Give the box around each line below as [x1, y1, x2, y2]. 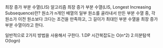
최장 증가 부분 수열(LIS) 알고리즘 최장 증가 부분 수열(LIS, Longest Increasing [5, 4, 151, 10]
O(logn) [5, 38, 20, 43]
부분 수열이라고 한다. [5, 22, 44, 28]
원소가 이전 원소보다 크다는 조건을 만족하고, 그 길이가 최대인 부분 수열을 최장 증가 [5, 16, 158, 22]
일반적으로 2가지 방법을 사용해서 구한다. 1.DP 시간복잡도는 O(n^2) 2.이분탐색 [5, 33, 151, 38]
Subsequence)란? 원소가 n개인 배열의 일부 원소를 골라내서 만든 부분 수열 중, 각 [5, 10, 156, 16]
